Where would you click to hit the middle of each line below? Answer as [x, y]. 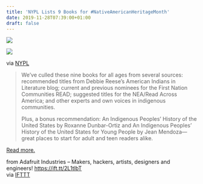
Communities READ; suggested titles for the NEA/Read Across [99, 94]
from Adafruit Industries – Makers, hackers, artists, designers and [88, 162]
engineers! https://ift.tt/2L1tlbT [44, 168]
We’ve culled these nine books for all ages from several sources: [102, 75]
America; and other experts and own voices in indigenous [93, 101]
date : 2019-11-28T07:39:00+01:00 [49, 18]
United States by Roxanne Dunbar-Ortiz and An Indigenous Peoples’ [106, 126]
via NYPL [18, 63]
